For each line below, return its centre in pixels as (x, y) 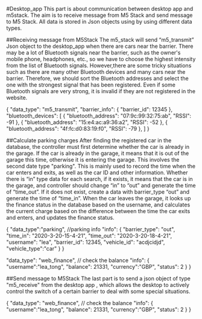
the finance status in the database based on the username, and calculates (98, 205)
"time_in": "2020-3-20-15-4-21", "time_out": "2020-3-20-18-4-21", (89, 236)
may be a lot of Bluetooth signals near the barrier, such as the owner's (93, 53)
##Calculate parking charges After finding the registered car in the (89, 140)
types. (14, 28)
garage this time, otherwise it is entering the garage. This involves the (93, 159)
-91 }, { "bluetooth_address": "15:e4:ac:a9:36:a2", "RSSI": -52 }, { (87, 122)
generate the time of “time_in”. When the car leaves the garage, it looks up (99, 198)
